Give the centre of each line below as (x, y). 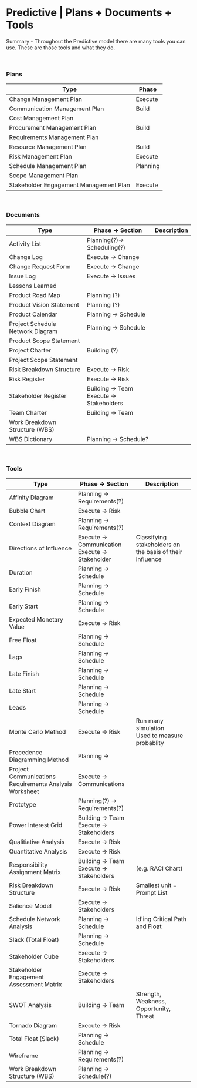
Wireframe (23, 1056)
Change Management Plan (45, 99)
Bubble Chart (27, 511)
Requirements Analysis (40, 784)
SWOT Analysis (30, 1005)
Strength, (149, 994)
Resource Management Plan (48, 147)
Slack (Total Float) (34, 939)
